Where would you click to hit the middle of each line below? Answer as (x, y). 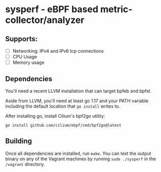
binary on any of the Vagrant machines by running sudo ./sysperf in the (81, 159)
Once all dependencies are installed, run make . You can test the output (78, 153)
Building (19, 141)
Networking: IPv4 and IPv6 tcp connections (58, 51)
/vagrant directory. (25, 164)
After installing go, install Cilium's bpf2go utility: (55, 116)
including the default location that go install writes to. (63, 106)
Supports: (22, 39)
